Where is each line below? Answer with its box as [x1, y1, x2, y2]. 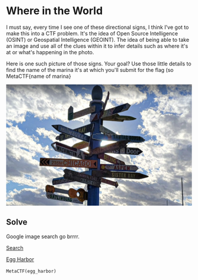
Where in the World [6, 4, 103, 18]
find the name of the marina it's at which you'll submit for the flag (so [6, 66, 174, 73]
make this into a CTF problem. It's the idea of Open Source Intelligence [6, 29, 179, 37]
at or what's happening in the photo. [6, 48, 94, 55]
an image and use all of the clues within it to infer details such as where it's [6, 42, 189, 50]
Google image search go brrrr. [6, 233, 80, 240]
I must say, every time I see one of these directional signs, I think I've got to [6, 24, 189, 31]
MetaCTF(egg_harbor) [6, 268, 57, 274]
